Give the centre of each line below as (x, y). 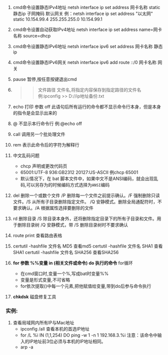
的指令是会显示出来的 (35, 113)
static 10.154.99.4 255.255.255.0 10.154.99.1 (57, 19)
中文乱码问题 (26, 155)
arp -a (27, 347)
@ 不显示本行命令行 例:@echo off (47, 123)
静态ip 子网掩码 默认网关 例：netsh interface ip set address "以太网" (83, 13)
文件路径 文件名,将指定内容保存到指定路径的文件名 (89, 90)
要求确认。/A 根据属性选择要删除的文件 (53, 208)
